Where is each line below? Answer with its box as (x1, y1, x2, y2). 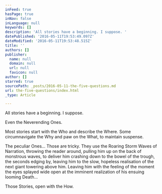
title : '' (5, 43, 25, 48)
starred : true (5, 79, 34, 84)
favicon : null (9, 70, 38, 75)
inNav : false (5, 16, 32, 21)
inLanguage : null (5, 20, 40, 26)
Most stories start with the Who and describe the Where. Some (5, 129, 131, 134)
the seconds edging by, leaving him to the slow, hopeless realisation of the (5, 159, 154, 164)
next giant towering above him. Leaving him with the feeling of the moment (5, 164, 155, 170)
